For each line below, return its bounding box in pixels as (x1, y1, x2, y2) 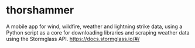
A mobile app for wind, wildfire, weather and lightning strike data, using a (6, 23, 183, 30)
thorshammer (6, 4, 74, 17)
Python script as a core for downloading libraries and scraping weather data (6, 29, 190, 36)
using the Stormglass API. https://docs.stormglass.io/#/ (6, 35, 140, 42)
